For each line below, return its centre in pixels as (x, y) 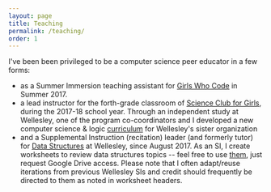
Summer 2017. (44, 95)
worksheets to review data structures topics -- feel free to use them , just (141, 155)
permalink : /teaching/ (47, 31)
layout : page (30, 16)
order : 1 (23, 38)
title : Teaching (36, 23)
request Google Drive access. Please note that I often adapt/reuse (130, 164)
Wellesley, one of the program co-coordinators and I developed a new (137, 120)
